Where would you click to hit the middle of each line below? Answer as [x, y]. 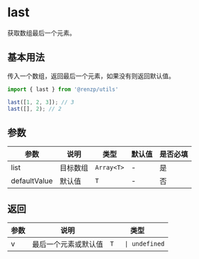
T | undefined [137, 244]
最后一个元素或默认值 [68, 244]
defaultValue [32, 181]
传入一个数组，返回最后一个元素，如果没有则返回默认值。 [91, 76]
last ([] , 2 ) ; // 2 [34, 109]
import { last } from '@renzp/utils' [63, 89]
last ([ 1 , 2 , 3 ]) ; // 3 [41, 102]
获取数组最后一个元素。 [41, 33]
